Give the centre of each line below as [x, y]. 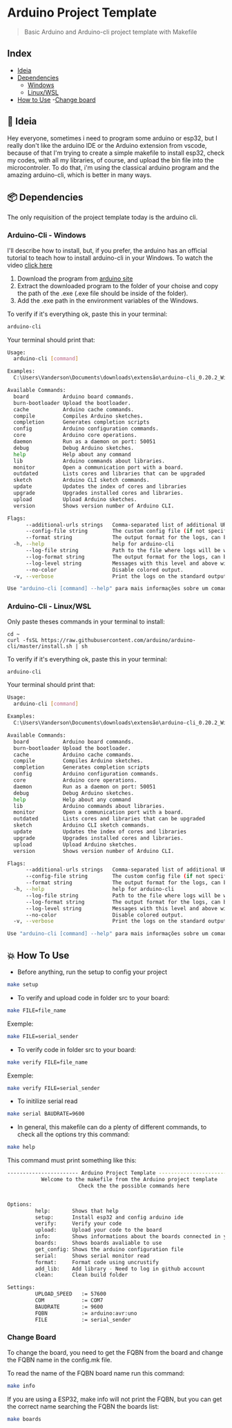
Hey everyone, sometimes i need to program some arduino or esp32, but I [112, 138]
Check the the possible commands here [134, 1186]
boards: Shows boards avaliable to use [98, 1243]
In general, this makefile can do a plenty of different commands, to [112, 1127]
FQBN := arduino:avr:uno [86, 1313]
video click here [30, 265]
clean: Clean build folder [81, 1275]
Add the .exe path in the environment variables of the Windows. [108, 300]
